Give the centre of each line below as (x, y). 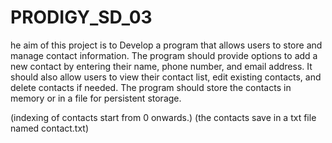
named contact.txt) (50, 128)
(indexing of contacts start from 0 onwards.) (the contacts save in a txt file (163, 117)
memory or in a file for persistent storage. (96, 98)
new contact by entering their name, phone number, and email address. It (161, 66)
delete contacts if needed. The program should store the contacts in (151, 87)
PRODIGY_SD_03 (81, 17)
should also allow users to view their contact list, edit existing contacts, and (166, 77)
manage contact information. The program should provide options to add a (164, 55)
